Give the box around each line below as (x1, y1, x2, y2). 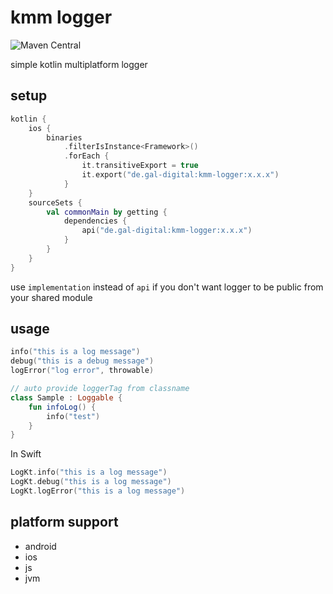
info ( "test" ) (46, 411, 101, 421)
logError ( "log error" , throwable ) (10, 366, 155, 376)
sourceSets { (28, 197, 83, 208)
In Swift (10, 448, 42, 460)
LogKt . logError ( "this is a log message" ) (10, 486, 186, 496)
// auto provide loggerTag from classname (10, 384, 190, 394)
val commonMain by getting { (46, 207, 168, 217)
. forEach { (63, 151, 110, 161)
